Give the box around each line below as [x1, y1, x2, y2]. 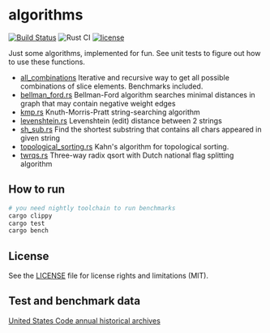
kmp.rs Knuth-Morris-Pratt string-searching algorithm [19, 107, 200, 117]
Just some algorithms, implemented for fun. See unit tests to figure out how [8, 48, 261, 58]
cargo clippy [8, 211, 53, 220]
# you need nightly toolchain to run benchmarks [8, 204, 176, 212]
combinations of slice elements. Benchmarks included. [19, 81, 204, 91]
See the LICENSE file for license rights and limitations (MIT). [8, 270, 209, 281]
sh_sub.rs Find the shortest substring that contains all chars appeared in [19, 124, 262, 134]
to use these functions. [8, 57, 85, 67]
